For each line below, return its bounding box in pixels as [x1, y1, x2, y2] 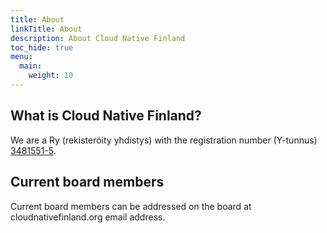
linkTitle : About [10, 24, 83, 34]
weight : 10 [28, 71, 74, 81]
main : [19, 61, 43, 71]
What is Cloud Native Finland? [10, 107, 202, 125]
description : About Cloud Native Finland [10, 33, 186, 43]
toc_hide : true [10, 42, 74, 53]
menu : [10, 52, 33, 62]
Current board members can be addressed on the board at [10, 200, 252, 212]
